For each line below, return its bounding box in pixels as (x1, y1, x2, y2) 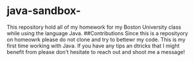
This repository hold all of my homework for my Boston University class (7, 23, 182, 30)
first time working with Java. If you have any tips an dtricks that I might (7, 42, 180, 49)
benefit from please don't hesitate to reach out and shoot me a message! (7, 48, 185, 55)
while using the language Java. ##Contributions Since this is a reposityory (7, 29, 189, 36)
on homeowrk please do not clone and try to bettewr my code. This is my (7, 36, 186, 43)
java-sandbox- (7, 4, 81, 18)
